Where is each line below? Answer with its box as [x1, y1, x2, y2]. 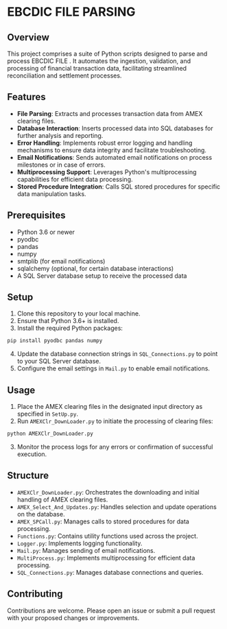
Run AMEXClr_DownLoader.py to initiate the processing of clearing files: [16, 417, 214, 425]
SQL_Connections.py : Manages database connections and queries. [16, 568, 204, 576]
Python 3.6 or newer [16, 228, 75, 236]
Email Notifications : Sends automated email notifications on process [16, 153, 213, 161]
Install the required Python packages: [16, 324, 123, 333]
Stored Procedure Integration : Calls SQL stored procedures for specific [16, 182, 221, 191]
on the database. [16, 510, 65, 518]
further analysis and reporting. [16, 131, 104, 139]
